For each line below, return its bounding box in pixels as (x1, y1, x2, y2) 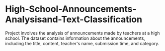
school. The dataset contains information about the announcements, (5, 35, 146, 41)
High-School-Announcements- (5, 3, 137, 15)
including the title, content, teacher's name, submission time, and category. (5, 40, 160, 46)
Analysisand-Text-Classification (5, 14, 143, 25)
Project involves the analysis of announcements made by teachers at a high (5, 30, 160, 36)
